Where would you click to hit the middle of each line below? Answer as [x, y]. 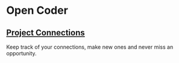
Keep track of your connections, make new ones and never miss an [90, 47]
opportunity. [22, 53]
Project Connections [46, 33]
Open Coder [37, 10]
